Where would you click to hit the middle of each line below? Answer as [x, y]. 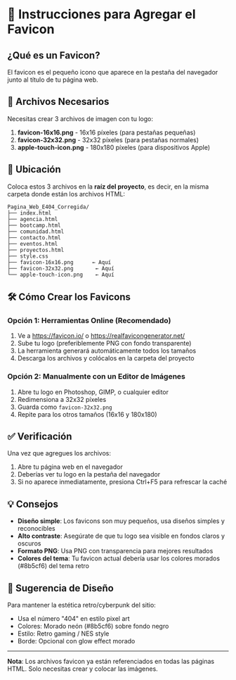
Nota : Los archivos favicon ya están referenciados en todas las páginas [111, 662]
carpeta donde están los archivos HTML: [66, 194]
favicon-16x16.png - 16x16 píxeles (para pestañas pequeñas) [106, 132]
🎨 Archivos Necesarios [58, 102]
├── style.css [28, 256]
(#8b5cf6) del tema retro [53, 566]
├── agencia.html [33, 219]
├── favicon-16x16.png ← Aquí [59, 262]
